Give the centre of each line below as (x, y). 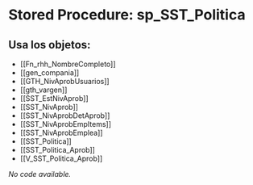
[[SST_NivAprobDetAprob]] (65, 116)
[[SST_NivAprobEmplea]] (61, 132)
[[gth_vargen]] (44, 90)
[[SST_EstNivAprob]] (54, 98)
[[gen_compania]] (50, 73)
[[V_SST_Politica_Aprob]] (61, 158)
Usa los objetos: (50, 45)
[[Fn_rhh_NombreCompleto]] (68, 64)
